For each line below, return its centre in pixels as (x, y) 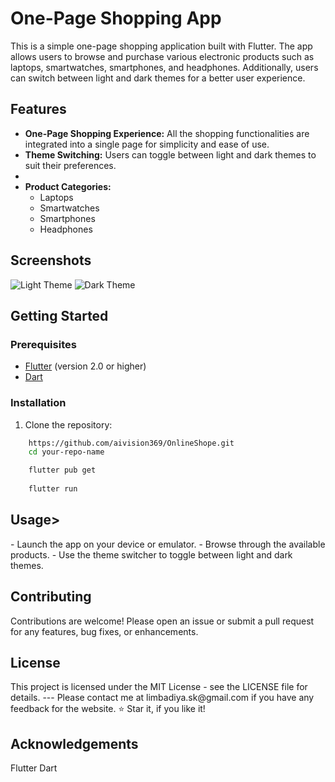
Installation (38, 403)
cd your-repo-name (66, 452)
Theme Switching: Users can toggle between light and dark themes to (170, 154)
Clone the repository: (68, 424)
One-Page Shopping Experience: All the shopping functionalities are (167, 133)
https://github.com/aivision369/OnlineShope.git (131, 443)
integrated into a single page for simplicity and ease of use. (147, 144)
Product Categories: (68, 186)
